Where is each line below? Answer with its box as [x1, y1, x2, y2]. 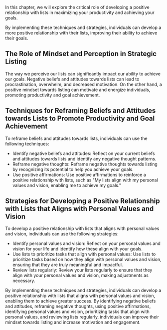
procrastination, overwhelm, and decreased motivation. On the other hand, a [5, 81, 162, 87]
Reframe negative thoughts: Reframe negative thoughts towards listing [12, 161, 158, 167]
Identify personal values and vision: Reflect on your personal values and [12, 240, 161, 246]
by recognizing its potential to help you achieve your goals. [12, 166, 134, 172]
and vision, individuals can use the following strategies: [5, 231, 119, 237]
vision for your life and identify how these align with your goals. [12, 246, 143, 252]
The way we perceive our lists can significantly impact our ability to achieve [5, 70, 161, 76]
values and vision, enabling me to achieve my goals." [12, 182, 121, 188]
